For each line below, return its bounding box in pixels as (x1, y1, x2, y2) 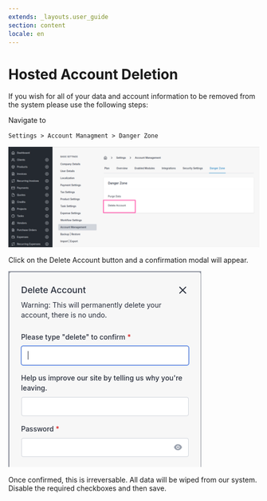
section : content (8, 21, 66, 30)
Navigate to (8, 116, 46, 125)
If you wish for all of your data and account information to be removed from (8, 92, 256, 101)
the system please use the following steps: (8, 100, 149, 109)
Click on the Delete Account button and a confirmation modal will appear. (8, 256, 249, 265)
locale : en (8, 30, 45, 38)
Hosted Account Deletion (8, 65, 179, 83)
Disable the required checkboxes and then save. (8, 483, 167, 493)
